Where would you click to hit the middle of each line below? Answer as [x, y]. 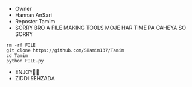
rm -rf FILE [21, 45]
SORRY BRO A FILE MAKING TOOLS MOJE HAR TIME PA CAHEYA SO [100, 28]
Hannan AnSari [33, 15]
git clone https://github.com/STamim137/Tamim [65, 50]
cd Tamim [17, 56]
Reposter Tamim [35, 21]
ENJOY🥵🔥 [27, 72]
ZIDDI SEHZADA [35, 78]
